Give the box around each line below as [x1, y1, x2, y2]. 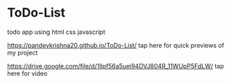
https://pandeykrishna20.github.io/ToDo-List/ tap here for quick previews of [7, 41, 225, 49]
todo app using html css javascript [7, 28, 105, 36]
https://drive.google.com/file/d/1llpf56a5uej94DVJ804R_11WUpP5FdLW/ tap [7, 62, 224, 70]
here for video [7, 69, 48, 77]
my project [7, 48, 38, 57]
